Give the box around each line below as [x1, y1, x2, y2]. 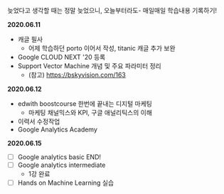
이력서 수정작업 [17, 117, 60, 126]
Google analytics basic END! [17, 153, 102, 161]
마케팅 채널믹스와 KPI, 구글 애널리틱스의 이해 [28, 109, 153, 117]
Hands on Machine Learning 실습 [17, 178, 114, 187]
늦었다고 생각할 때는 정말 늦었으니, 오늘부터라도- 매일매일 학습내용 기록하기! [7, 6, 218, 14]
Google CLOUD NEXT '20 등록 [17, 53, 106, 61]
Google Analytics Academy [17, 125, 98, 134]
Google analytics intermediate [17, 161, 106, 169]
